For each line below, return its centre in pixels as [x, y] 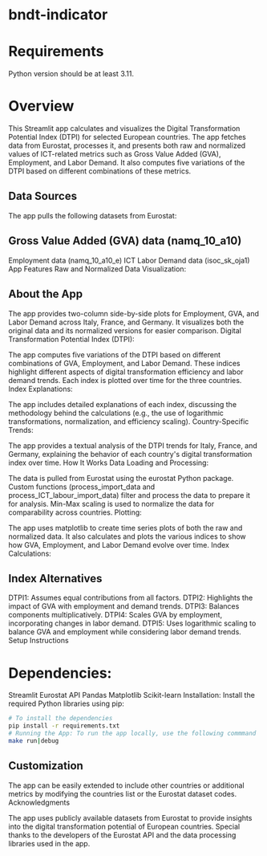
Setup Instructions [39, 641]
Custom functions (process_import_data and [82, 487]
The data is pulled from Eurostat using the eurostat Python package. [121, 478]
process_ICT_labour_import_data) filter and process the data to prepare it [129, 495]
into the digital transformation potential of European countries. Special [124, 826]
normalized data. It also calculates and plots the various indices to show [127, 536]
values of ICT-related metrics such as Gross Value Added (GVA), [115, 154]
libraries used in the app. [49, 843]
